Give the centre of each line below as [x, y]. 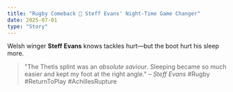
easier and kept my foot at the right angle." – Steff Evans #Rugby [117, 74]
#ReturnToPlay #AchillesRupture [70, 82]
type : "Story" [28, 26]
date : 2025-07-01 [32, 20]
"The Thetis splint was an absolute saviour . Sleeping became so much [125, 67]
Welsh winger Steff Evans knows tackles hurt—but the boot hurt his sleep [113, 46]
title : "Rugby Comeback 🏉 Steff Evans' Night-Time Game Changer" [104, 13]
